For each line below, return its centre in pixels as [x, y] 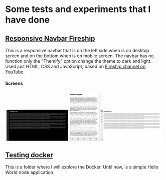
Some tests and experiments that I [78, 9]
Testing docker [29, 155]
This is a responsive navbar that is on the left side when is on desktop [77, 50]
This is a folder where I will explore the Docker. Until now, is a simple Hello [82, 167]
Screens [14, 83]
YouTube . [15, 72]
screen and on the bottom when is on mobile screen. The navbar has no [79, 56]
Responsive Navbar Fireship [50, 38]
